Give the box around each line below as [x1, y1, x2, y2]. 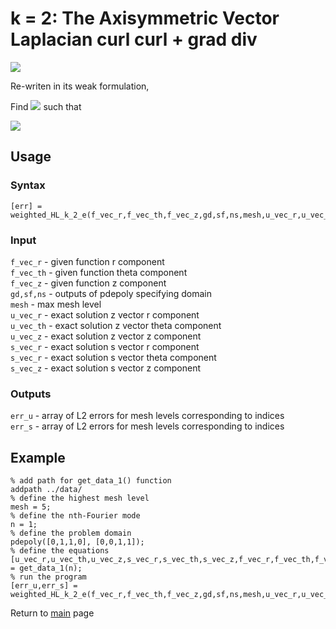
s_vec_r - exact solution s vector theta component [10, 351, 217, 363]
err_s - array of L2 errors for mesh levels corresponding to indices [10, 420, 285, 432]
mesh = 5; [10, 502, 52, 512]
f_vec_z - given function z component [10, 277, 167, 289]
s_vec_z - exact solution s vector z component [10, 362, 202, 374]
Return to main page [10, 607, 95, 619]
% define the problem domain [10, 528, 132, 539]
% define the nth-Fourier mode [10, 511, 141, 521]
